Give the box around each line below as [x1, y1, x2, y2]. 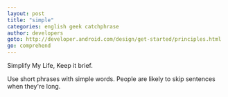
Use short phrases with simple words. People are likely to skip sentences [7, 75, 216, 83]
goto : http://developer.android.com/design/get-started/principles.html [7, 36, 222, 43]
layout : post [7, 10, 45, 17]
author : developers [7, 29, 64, 37]
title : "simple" [7, 17, 54, 24]
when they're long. [7, 82, 61, 90]
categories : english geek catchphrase [7, 23, 119, 30]
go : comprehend [7, 42, 51, 49]
